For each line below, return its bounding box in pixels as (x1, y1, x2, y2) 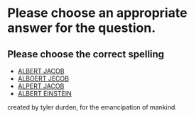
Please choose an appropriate (7, 5, 188, 21)
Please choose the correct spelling (7, 48, 165, 60)
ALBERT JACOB (17, 67, 65, 75)
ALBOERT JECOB (17, 74, 70, 83)
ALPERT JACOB (17, 82, 65, 90)
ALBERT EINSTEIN (17, 90, 72, 98)
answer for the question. (7, 20, 156, 36)
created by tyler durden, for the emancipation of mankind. (7, 103, 178, 111)
